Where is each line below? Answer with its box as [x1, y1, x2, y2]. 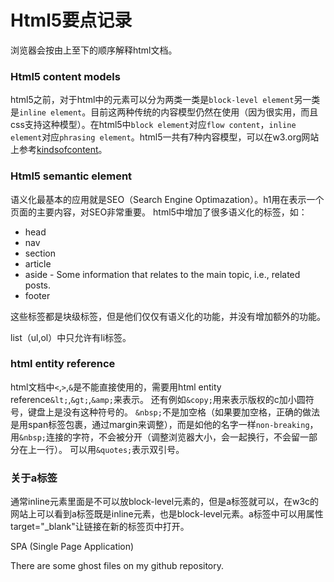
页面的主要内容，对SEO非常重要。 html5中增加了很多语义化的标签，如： [10, 206, 308, 218]
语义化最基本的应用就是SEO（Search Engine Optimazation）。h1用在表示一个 [10, 193, 325, 205]
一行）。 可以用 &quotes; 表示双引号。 [36, 443, 185, 455]
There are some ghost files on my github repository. [10, 560, 225, 572]
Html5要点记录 [10, 9, 133, 32]
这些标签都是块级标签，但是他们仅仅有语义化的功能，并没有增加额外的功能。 [10, 310, 326, 322]
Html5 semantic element [10, 169, 133, 183]
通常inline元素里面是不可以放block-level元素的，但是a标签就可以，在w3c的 [10, 496, 320, 508]
